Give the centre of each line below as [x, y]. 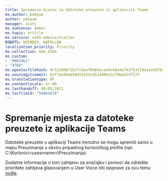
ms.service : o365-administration [40, 38]
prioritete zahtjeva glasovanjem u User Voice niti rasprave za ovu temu [78, 168]
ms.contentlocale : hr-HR [31, 84]
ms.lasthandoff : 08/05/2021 [34, 89]
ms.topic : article [24, 33]
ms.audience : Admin [25, 28]
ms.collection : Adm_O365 [31, 51]
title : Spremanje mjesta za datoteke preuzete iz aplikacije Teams [77, 10]
